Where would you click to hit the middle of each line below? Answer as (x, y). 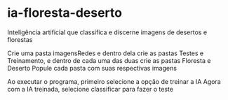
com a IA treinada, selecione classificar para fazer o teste (90, 89)
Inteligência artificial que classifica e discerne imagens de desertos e (107, 32)
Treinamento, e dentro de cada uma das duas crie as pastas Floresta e (109, 60)
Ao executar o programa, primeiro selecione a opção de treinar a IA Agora (114, 81)
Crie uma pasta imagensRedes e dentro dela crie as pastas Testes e (106, 53)
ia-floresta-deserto (65, 13)
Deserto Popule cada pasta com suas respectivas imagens (92, 68)
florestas (20, 39)
